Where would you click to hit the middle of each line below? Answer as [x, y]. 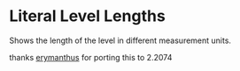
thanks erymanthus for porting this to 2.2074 [91, 57]
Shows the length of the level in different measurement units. [120, 40]
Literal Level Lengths [87, 16]
